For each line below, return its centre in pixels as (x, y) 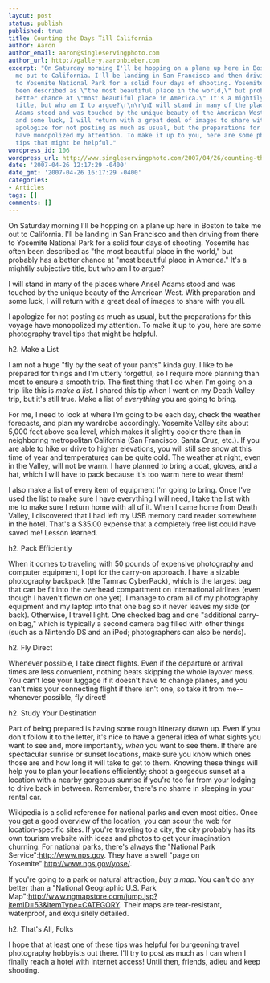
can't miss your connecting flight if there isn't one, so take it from (117, 689)
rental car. (25, 797)
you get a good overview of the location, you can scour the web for (120, 821)
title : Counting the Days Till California (80, 38)
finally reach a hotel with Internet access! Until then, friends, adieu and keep (135, 961)
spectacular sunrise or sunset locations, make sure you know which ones (130, 754)
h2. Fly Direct (31, 647)
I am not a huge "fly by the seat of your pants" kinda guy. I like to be (121, 365)
